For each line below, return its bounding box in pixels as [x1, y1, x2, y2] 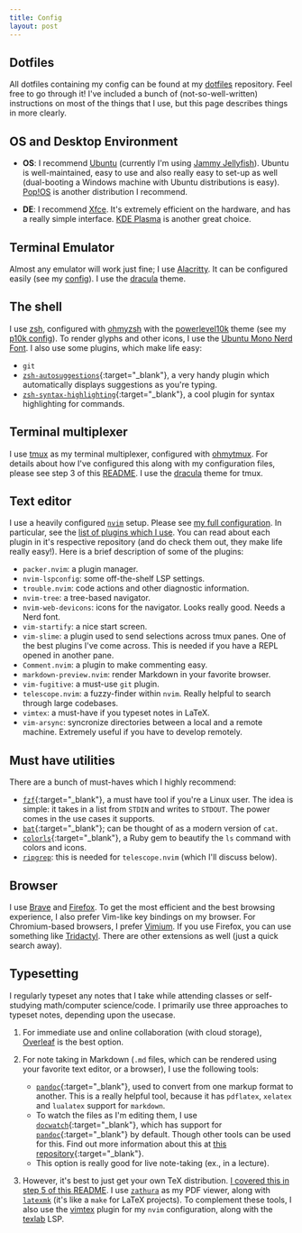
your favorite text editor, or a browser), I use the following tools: [22, 1063, 259, 1074]
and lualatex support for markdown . [35, 1100, 166, 1110]
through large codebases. [22, 698, 119, 709]
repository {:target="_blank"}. [35, 1147, 144, 1159]
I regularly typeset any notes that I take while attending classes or [9, 989, 254, 1001]
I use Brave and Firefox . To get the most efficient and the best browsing [9, 902, 276, 912]
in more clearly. [9, 107, 68, 118]
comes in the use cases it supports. [22, 814, 155, 824]
